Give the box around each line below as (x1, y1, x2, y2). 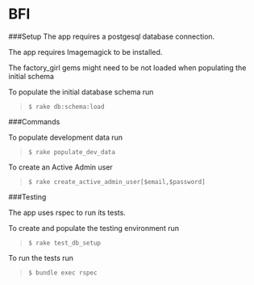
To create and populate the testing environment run (8, 223, 180, 233)
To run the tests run (8, 253, 74, 262)
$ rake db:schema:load (27, 103, 105, 111)
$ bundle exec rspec (27, 268, 98, 277)
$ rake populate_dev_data (27, 148, 115, 156)
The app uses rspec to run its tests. (8, 207, 127, 217)
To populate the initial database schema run (8, 86, 154, 97)
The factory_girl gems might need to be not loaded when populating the (8, 62, 247, 73)
